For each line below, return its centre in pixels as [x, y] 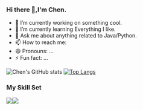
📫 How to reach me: [41, 42]
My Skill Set [24, 88]
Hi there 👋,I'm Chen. [37, 10]
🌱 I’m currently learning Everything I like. [65, 29]
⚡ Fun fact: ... [31, 58]
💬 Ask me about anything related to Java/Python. [76, 36]
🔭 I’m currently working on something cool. [68, 23]
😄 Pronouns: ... [34, 51]
